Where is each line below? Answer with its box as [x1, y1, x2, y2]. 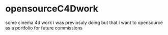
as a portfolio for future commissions [5, 24, 83, 30]
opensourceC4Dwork [5, 3, 98, 14]
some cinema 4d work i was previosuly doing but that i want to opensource [5, 19, 163, 25]
